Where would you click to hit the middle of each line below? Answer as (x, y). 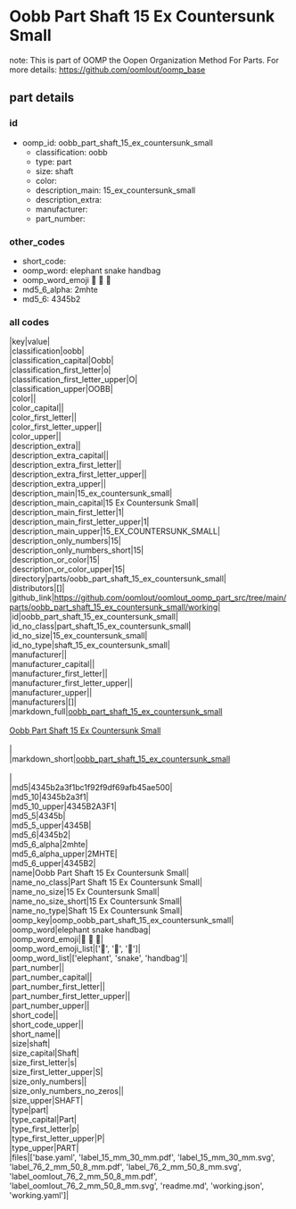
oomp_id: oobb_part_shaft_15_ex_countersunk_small (118, 142)
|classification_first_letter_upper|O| (74, 379)
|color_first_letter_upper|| (56, 427)
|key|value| (30, 342)
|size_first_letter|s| (43, 1063)
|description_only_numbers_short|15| (77, 550)
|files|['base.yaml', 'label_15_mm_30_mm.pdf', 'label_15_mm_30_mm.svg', (142, 1157)
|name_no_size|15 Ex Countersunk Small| (85, 892)
